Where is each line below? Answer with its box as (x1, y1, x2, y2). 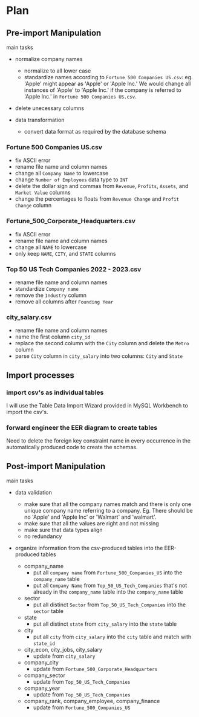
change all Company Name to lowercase (15, 170, 109, 177)
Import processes (6, 370, 74, 380)
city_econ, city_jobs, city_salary (24, 646, 103, 653)
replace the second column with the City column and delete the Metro (15, 340, 189, 347)
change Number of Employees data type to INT (15, 176, 128, 183)
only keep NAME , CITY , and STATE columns (15, 250, 116, 257)
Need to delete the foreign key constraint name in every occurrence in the (6, 437, 191, 444)
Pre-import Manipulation (6, 28, 102, 38)
